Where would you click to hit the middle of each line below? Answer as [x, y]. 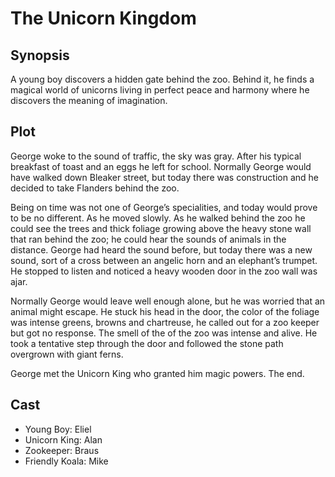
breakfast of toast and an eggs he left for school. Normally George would [161, 166]
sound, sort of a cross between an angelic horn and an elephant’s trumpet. [164, 260]
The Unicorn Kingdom [103, 18]
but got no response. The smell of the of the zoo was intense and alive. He [164, 333]
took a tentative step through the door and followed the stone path [147, 343]
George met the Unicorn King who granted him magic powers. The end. [157, 373]
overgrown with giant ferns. [67, 354]
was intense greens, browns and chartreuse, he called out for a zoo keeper [165, 322]
